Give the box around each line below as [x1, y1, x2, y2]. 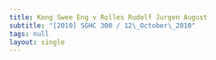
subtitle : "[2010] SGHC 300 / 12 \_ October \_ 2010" [9, 21, 197, 30]
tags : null [9, 29, 50, 38]
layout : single [9, 37, 66, 47]
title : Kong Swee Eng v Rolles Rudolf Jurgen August [9, 12, 208, 22]
